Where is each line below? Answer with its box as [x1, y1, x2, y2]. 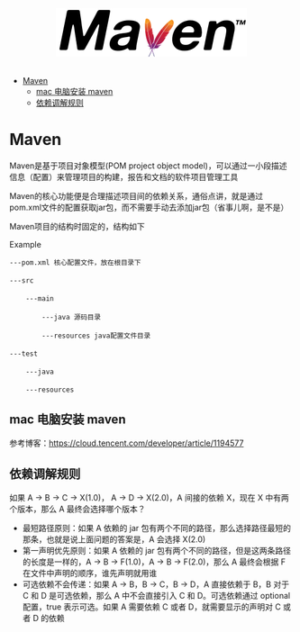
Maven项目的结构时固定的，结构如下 [9, 221, 146, 231]
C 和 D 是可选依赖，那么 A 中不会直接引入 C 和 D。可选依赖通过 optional [22, 590, 291, 600]
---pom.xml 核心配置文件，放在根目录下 [9, 257, 141, 267]
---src [9, 275, 34, 285]
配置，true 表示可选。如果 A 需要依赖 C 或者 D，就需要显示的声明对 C [22, 601, 281, 612]
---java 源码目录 [41, 312, 102, 321]
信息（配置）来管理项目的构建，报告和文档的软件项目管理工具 [9, 171, 239, 182]
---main [25, 293, 54, 303]
